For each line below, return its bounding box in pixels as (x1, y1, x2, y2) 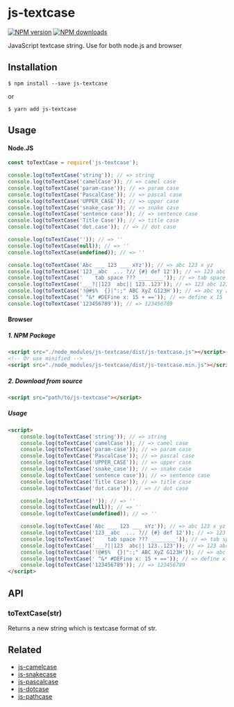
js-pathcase (17, 692, 53, 700)
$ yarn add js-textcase (8, 106, 77, 113)
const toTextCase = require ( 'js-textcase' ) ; (8, 159, 139, 166)
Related (8, 644, 42, 656)
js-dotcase (17, 685, 49, 693)
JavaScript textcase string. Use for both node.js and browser (8, 41, 183, 49)
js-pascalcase (17, 677, 58, 685)
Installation (8, 61, 58, 74)
